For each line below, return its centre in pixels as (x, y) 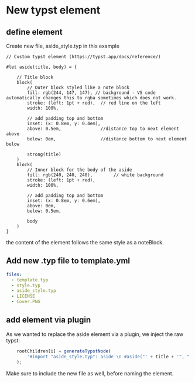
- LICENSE (23, 296)
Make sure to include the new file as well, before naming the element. (90, 373)
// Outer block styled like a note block (78, 88)
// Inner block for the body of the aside (80, 170)
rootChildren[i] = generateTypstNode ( (64, 351)
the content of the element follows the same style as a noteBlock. (85, 242)
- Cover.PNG (26, 302)
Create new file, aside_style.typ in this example (63, 46)
